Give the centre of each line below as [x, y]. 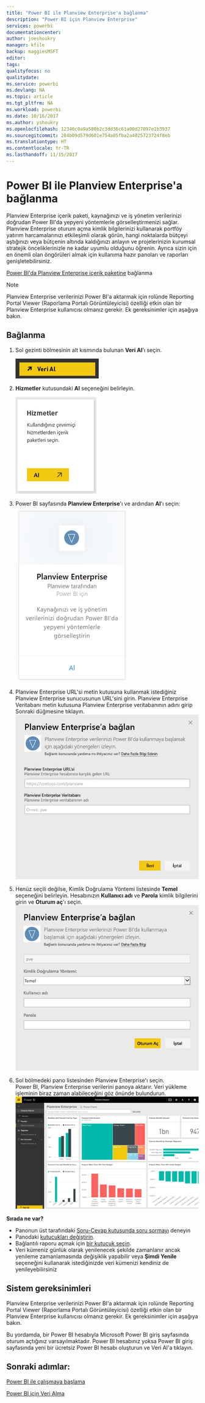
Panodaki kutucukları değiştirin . [55, 1237]
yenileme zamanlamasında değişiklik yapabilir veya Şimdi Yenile [96, 1256]
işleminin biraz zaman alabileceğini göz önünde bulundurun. [91, 1093]
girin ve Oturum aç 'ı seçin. [49, 902]
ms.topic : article [30, 97]
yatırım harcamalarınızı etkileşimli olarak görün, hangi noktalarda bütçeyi [97, 235]
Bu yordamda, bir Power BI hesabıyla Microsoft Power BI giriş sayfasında [98, 1335]
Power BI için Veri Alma [36, 1393]
